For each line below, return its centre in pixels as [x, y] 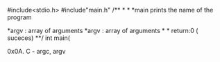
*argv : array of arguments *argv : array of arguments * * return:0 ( [103, 31]
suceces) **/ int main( [39, 38]
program [19, 17]
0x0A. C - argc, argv [36, 51]
